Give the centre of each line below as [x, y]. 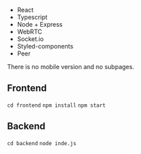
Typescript [32, 17]
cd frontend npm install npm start [56, 105]
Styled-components [45, 46]
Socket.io [30, 39]
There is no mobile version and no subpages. [71, 67]
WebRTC [29, 31]
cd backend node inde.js [42, 143]
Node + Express [40, 24]
